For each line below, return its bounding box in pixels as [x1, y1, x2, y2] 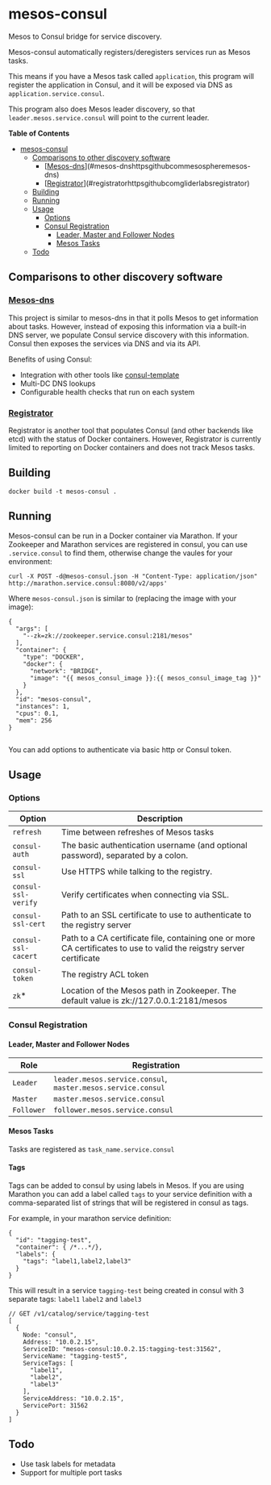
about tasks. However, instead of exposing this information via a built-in [8, 321, 247, 331]
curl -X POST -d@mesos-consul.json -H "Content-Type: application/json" [8, 572, 258, 580]
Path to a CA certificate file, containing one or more [61, 933, 256, 944]
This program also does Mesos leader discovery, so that [8, 104, 195, 114]
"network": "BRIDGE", [29, 667, 103, 675]
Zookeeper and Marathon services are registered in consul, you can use [8, 539, 248, 549]
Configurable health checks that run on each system [19, 387, 195, 396]
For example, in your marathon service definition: [8, 1213, 172, 1223]
